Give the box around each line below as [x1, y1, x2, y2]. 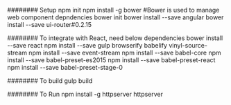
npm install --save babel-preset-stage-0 [7, 64, 123, 71]
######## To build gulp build [7, 77, 93, 85]
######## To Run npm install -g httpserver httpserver [7, 90, 164, 98]
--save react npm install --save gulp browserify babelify [7, 41, 168, 49]
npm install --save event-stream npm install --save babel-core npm [28, 48, 222, 57]
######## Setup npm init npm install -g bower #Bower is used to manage [7, 6, 220, 14]
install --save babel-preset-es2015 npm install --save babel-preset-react [7, 56, 216, 64]
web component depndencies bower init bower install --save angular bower [7, 13, 224, 21]
